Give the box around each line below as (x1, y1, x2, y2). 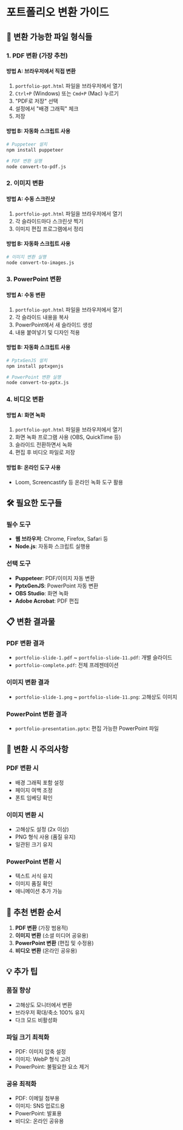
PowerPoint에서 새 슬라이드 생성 (15, 321, 93, 328)
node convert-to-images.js (6, 259, 75, 266)
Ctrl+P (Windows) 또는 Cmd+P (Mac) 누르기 (15, 89, 119, 97)
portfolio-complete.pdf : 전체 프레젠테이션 (15, 661, 119, 669)
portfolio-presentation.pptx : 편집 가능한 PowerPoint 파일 (15, 725, 159, 732)
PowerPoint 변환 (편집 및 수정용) (15, 939, 94, 947)
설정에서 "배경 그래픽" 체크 (15, 104, 79, 112)
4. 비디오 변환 (6, 395, 44, 404)
